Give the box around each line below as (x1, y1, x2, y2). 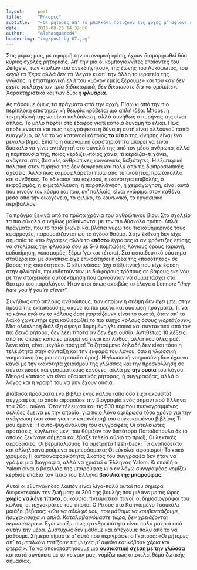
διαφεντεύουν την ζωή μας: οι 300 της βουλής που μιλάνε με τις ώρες (6, 489, 180, 496)
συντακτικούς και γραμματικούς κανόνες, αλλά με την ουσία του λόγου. (6, 367, 185, 373)
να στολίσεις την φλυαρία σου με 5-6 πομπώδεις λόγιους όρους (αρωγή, (6, 243, 186, 250)
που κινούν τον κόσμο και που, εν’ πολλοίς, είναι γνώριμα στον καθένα (6, 188, 181, 195)
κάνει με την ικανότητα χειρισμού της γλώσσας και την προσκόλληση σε (6, 360, 185, 367)
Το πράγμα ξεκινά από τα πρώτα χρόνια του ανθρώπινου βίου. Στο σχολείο (6, 212, 191, 219)
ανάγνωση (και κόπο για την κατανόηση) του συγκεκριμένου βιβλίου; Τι (6, 415, 182, 422)
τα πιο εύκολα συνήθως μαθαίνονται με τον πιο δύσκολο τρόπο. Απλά (6, 218, 178, 225)
